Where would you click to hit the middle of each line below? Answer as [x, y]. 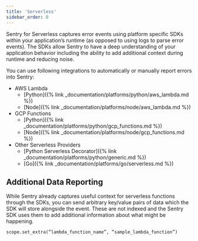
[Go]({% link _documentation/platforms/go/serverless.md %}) [98, 164]
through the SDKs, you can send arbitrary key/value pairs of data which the [98, 203]
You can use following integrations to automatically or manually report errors [99, 70]
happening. [20, 222]
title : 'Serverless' [32, 12]
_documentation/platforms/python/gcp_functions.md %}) [93, 126]
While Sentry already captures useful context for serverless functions [90, 196]
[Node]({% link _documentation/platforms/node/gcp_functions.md [104, 132]
